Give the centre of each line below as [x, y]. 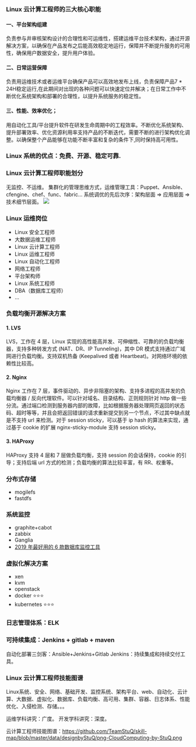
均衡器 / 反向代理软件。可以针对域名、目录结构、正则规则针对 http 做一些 [99, 398]
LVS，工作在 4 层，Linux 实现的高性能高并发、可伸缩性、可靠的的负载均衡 [95, 342]
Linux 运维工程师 [35, 254]
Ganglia [24, 540]
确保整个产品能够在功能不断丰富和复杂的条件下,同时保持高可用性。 [101, 139]
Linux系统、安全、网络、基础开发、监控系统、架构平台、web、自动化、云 [94, 691]
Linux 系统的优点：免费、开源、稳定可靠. [64, 156]
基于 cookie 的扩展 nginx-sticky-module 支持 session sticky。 [85, 428]
